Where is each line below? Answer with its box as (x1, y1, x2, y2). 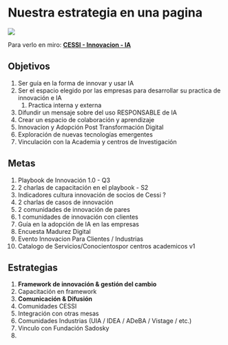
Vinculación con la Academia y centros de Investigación (17, 137, 177, 146)
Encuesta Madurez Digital (17, 227, 92, 235)
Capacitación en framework (17, 288, 97, 296)
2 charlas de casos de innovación (17, 198, 114, 206)
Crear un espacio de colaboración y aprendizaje (17, 115, 154, 124)
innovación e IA (17, 93, 63, 101)
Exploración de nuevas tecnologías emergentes (17, 130, 154, 139)
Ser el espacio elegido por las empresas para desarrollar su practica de (17, 86, 221, 95)
